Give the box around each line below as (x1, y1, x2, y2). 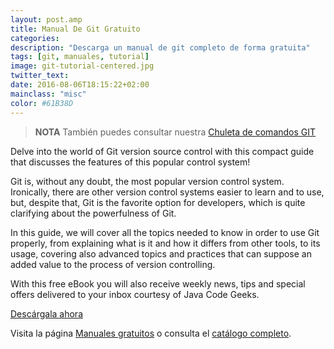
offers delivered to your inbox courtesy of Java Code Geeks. (10, 288, 260, 300)
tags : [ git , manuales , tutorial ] (10, 52, 150, 62)
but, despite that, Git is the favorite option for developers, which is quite (10, 196, 306, 208)
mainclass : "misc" (10, 89, 87, 99)
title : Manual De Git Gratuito (10, 24, 141, 34)
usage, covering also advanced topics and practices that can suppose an (10, 247, 312, 260)
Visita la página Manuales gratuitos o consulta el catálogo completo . (10, 327, 292, 339)
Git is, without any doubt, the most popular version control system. (10, 175, 285, 187)
